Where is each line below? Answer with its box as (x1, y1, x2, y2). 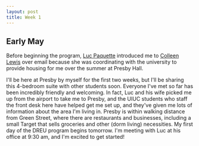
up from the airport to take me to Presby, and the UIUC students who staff (6, 95, 188, 102)
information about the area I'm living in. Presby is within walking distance (6, 108, 185, 115)
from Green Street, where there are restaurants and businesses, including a (6, 114, 192, 122)
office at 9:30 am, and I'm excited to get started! (6, 133, 125, 141)
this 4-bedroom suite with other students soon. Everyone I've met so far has (6, 83, 194, 90)
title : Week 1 (6, 14, 42, 20)
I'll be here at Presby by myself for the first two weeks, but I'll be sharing (6, 76, 184, 83)
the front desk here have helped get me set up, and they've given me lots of (6, 102, 192, 109)
